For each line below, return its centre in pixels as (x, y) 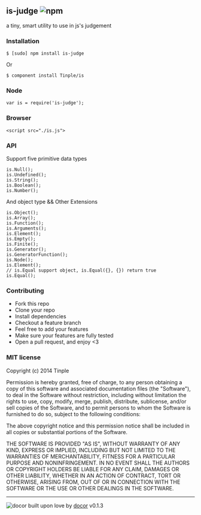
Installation (23, 41)
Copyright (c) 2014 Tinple (38, 371)
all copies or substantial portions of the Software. (67, 432)
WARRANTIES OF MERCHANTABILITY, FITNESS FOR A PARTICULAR (91, 456)
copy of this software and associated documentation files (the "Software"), (99, 388)
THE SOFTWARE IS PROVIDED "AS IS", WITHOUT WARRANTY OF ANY (93, 444)
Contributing (25, 290)
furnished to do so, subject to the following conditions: (73, 414)
